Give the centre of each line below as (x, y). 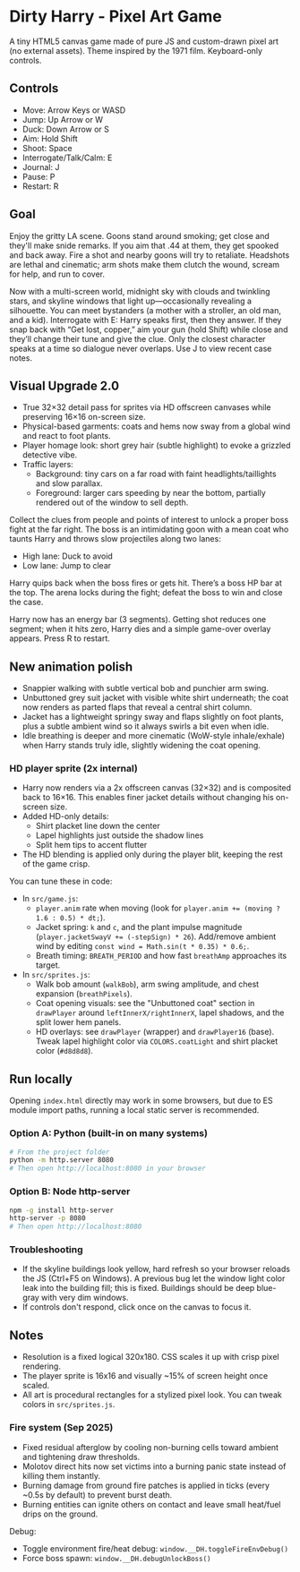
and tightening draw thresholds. (81, 1457)
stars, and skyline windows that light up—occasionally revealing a (131, 301)
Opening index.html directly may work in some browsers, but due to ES (141, 1101)
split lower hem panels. (78, 1022)
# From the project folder (60, 1152)
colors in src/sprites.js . (69, 1405)
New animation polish (71, 666)
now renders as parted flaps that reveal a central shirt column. (137, 707)
